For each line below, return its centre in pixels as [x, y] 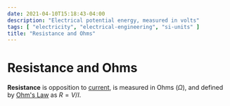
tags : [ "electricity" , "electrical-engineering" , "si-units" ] [103, 27]
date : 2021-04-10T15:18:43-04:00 [56, 14]
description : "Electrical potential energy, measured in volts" [103, 20]
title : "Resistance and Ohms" [52, 33]
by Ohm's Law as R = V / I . [44, 95]
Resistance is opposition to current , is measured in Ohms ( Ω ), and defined [115, 88]
